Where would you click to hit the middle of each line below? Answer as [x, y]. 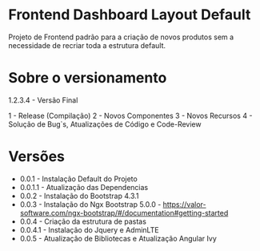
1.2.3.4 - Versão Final [43, 100]
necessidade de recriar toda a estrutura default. [87, 45]
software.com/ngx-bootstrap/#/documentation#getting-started [124, 213]
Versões [37, 157]
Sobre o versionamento [88, 78]
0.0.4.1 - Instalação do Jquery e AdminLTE [89, 229]
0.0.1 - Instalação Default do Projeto [78, 179]
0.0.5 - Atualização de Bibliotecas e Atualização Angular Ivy [118, 238]
